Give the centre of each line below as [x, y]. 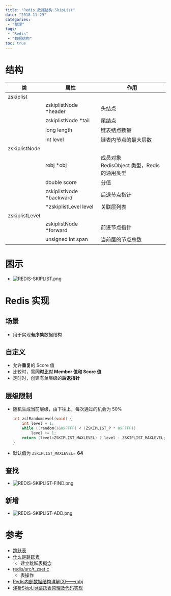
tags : [11, 29]
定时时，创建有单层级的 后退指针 [46, 378]
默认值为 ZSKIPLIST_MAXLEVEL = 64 [48, 453]
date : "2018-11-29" [26, 15]
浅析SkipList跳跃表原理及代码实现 [48, 588]
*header [55, 111]
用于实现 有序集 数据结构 [37, 334]
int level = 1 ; [38, 424]
